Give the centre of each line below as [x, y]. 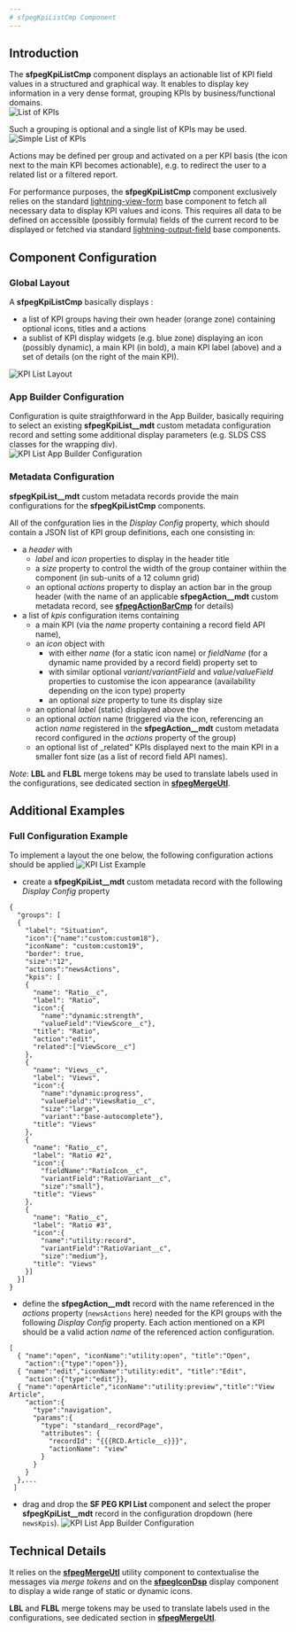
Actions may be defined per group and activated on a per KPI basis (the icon [148, 156]
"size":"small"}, [72, 1187]
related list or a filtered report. [64, 175]
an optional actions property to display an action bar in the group [153, 587]
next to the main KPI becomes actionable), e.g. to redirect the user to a [138, 166]
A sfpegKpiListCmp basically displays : [81, 302]
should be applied [42, 865]
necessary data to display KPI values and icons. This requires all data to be [145, 211]
